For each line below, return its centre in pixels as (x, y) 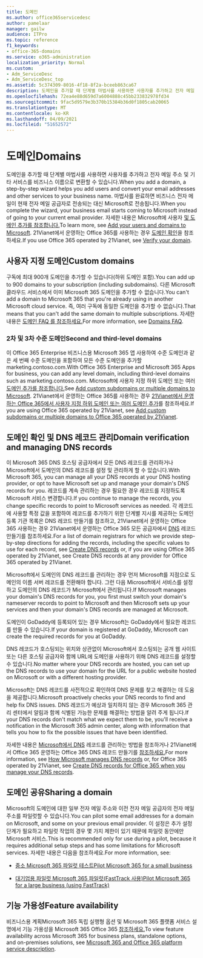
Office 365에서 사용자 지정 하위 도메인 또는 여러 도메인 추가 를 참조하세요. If (106, 404)
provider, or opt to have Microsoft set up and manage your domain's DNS (98, 483)
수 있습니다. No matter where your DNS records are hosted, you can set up (98, 664)
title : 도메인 (22, 12)
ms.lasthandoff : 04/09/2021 (42, 119)
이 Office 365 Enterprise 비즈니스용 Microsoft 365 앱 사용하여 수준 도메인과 (97, 353)
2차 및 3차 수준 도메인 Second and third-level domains (84, 338)
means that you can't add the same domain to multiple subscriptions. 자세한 (101, 313)
